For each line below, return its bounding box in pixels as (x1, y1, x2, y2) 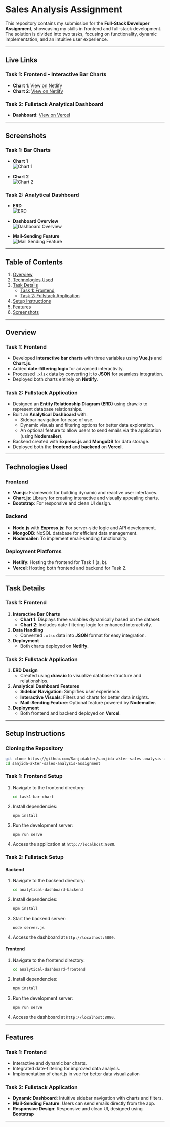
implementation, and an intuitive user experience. (5, 36, 108, 42)
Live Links (5, 56, 38, 64)
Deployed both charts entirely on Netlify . (12, 376, 98, 382)
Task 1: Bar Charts (5, 147, 51, 154)
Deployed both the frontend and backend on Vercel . (12, 444, 123, 450)
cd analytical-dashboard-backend (12, 887, 83, 892)
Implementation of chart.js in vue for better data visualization (12, 1071, 140, 1077)
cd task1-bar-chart (12, 794, 54, 799)
